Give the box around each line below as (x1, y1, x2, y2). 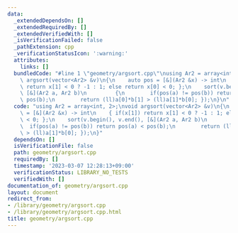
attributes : (13, 57, 50, 64)
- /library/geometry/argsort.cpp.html (7, 209, 122, 216)
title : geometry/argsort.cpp (7, 215, 93, 222)
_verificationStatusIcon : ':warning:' (13, 50, 129, 58)
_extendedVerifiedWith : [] (13, 30, 93, 38)
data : (7, 10, 23, 18)
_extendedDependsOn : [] (13, 17, 84, 24)
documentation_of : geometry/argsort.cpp (7, 182, 129, 189)
